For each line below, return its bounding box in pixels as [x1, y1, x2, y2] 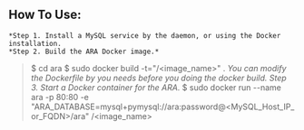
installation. [8, 39, 63, 48]
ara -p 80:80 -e [30, 91, 90, 102]
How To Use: [8, 7, 82, 23]
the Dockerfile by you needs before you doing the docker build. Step [30, 72, 287, 83]
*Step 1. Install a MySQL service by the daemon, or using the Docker [8, 31, 281, 40]
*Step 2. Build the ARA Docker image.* [8, 47, 160, 56]
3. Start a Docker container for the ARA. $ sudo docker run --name [30, 81, 282, 93]
